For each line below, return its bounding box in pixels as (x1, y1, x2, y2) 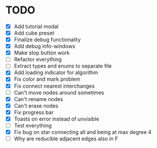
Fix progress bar (13, 109, 54, 116)
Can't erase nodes (13, 102, 59, 109)
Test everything (13, 122, 52, 129)
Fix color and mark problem (13, 75, 81, 82)
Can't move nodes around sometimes (13, 89, 104, 96)
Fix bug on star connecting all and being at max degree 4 (13, 128, 152, 135)
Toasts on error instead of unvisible (13, 115, 100, 122)
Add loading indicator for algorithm (13, 69, 99, 76)
